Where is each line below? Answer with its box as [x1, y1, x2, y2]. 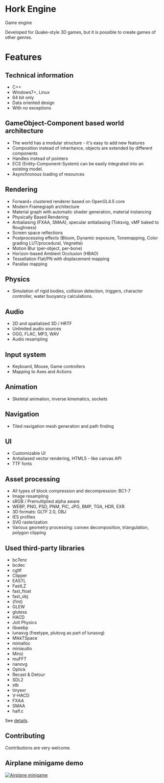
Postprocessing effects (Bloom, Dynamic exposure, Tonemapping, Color [12, 235, 158, 241]
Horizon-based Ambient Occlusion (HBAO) [12, 250, 99, 256]
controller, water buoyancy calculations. [12, 293, 93, 299]
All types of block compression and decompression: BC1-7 [12, 488, 131, 494]
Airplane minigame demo [5, 759, 84, 767]
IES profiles [12, 514, 36, 520]
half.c [12, 708, 23, 714]
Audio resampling [12, 336, 48, 342]
